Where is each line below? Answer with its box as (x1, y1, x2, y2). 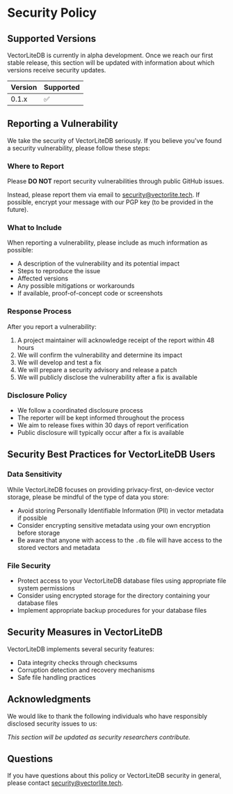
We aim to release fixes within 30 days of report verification (17, 421, 189, 429)
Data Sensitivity (7, 469, 63, 479)
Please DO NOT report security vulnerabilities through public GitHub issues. (7, 177, 225, 185)
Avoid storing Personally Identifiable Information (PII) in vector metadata (17, 506, 224, 514)
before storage (17, 528, 61, 537)
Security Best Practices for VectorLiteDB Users (7, 448, 216, 461)
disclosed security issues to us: (7, 719, 97, 728)
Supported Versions (7, 33, 96, 45)
